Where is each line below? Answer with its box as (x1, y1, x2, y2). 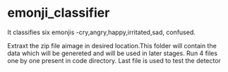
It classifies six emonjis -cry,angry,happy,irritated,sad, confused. (7, 28, 196, 36)
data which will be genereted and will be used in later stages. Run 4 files (7, 49, 217, 57)
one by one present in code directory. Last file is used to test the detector (7, 56, 221, 64)
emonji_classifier (7, 5, 110, 21)
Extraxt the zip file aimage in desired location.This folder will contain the (7, 41, 217, 50)
